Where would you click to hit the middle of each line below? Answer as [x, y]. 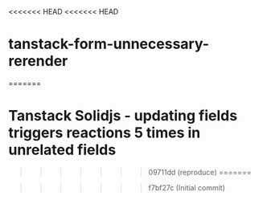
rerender [38, 61]
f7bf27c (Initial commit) [187, 187]
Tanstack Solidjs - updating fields [123, 116]
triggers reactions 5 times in [105, 133]
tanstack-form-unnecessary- [109, 44]
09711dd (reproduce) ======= [200, 172]
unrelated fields [62, 150]
